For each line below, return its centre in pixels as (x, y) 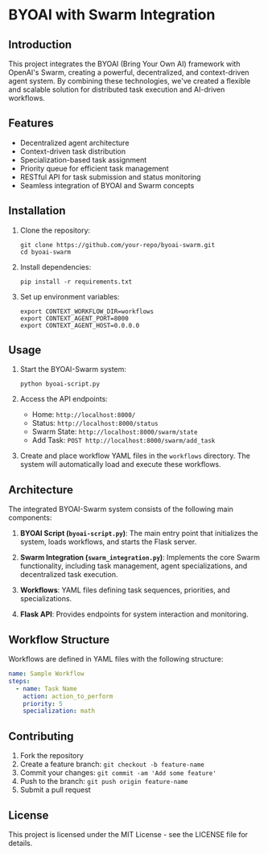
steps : (19, 681)
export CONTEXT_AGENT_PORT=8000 (74, 318)
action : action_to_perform (68, 696)
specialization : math (59, 711)
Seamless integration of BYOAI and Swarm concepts (107, 185)
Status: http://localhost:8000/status (95, 423)
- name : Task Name (47, 689)
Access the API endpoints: (64, 399)
